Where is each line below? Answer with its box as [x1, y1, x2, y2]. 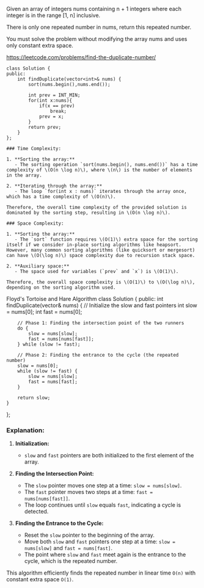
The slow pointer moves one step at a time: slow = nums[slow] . [24, 482, 182, 489]
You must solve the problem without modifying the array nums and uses [6, 35, 188, 42]
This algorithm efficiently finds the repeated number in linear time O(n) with [6, 569, 196, 576]
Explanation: [6, 426, 45, 434]
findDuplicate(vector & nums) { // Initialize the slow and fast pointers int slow [6, 302, 197, 309]
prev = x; [38, 114, 64, 120]
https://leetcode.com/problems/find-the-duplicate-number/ [6, 54, 156, 60]
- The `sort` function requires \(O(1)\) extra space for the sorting [14, 236, 199, 242]
